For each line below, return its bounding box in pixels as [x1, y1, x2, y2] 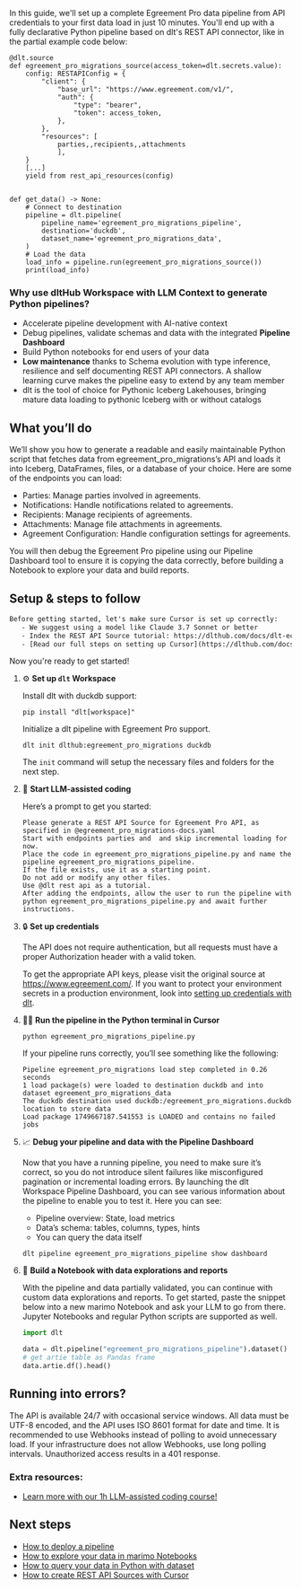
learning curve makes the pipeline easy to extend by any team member [21, 375, 285, 386]
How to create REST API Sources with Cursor [21, 1569, 190, 1580]
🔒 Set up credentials [21, 921, 99, 932]
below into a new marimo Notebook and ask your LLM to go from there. [21, 1302, 287, 1312]
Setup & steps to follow [9, 591, 141, 606]
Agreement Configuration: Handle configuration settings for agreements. [21, 529, 291, 540]
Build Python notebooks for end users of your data [21, 347, 210, 357]
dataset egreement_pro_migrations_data [21, 1089, 172, 1098]
